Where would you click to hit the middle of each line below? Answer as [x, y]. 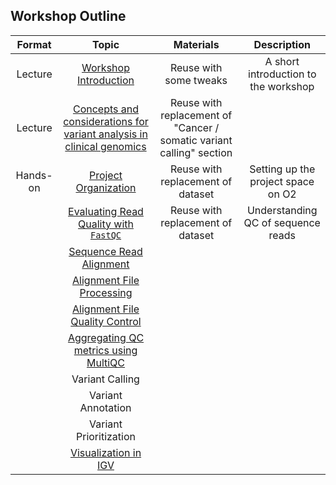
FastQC [105, 235]
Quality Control [106, 321]
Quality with [106, 224]
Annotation [105, 407]
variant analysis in [105, 134]
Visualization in [105, 452]
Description [282, 44]
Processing [106, 292]
